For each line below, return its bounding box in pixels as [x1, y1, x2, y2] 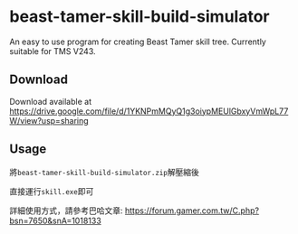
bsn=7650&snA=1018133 [9, 215, 101, 226]
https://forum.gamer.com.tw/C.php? [124, 205, 260, 216]
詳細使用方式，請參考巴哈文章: [9, 205, 124, 216]
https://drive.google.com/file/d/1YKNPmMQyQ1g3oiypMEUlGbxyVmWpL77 [9, 106, 289, 117]
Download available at [9, 96, 92, 107]
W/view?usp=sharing [9, 115, 89, 126]
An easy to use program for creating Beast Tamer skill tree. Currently [9, 36, 267, 47]
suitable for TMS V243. [9, 45, 96, 56]
